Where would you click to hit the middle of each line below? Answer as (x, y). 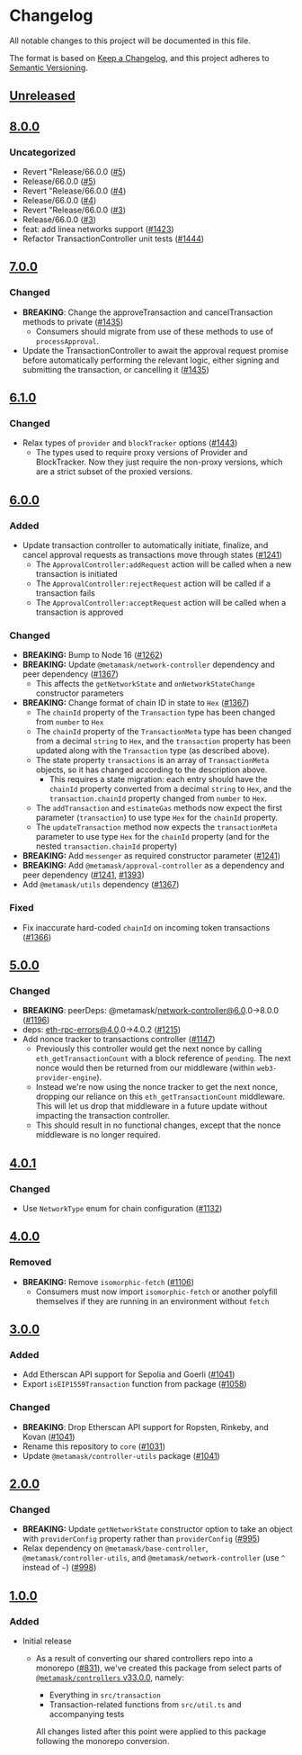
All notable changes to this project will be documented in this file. (130, 40)
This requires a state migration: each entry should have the (158, 779)
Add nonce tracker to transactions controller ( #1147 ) (119, 1039)
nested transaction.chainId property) (107, 846)
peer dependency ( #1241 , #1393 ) (84, 875)
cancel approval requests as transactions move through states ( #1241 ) (152, 555)
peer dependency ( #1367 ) (71, 674)
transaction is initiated (77, 574)
